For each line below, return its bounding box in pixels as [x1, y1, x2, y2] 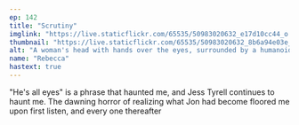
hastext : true [9, 63, 62, 72]
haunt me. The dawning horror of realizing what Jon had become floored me [9, 96, 290, 106]
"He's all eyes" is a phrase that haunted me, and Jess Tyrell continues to [9, 86, 275, 98]
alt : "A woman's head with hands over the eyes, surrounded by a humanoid [9, 46, 293, 55]
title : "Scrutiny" [9, 21, 77, 30]
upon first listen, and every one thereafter [9, 105, 162, 116]
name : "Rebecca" [9, 54, 69, 63]
